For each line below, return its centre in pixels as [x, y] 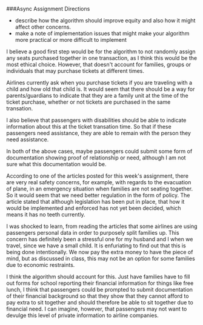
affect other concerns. [43, 27]
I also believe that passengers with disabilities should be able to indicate [96, 120]
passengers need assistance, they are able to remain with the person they [98, 133]
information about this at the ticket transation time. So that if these [89, 126]
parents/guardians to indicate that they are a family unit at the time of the [98, 95]
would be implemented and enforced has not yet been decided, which [94, 208]
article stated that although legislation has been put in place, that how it [95, 202]
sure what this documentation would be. [57, 164]
